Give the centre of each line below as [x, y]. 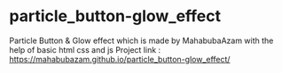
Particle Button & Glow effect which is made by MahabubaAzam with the [141, 40]
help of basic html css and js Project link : [85, 49]
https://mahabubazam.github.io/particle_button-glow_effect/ [120, 59]
